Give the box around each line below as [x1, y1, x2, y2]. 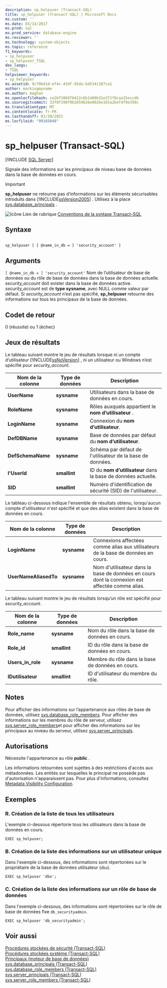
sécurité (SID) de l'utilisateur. [89, 487, 158, 494]
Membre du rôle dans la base [87, 656, 156, 662]
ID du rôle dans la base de [87, 641, 149, 648]
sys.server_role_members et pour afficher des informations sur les [5, 722, 140, 728]
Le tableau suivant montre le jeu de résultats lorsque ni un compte [5, 351, 141, 357]
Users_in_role [7, 659, 41, 665]
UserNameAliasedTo [7, 573, 58, 580]
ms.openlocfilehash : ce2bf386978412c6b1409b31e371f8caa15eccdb [5, 95, 139, 100]
